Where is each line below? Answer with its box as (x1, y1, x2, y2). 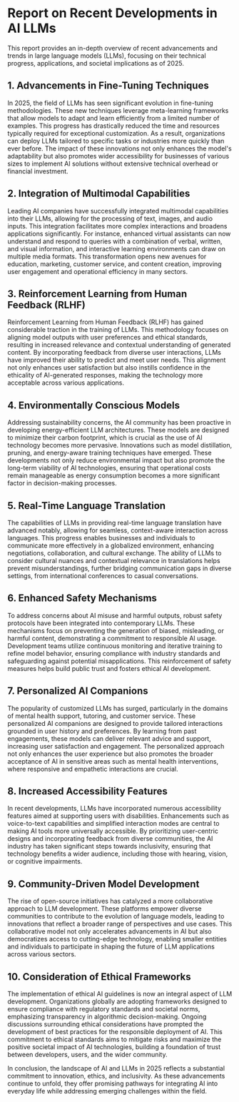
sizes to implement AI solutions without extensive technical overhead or (7, 159, 219, 168)
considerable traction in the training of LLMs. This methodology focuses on (7, 325, 228, 334)
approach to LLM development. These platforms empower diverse (7, 904, 202, 913)
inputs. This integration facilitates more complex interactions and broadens (7, 221, 228, 230)
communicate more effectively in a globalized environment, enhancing (7, 541, 214, 550)
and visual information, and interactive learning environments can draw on (7, 244, 226, 253)
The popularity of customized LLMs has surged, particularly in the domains (7, 704, 228, 712)
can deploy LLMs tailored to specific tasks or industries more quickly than (7, 136, 225, 145)
